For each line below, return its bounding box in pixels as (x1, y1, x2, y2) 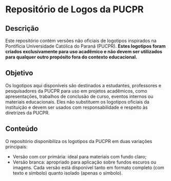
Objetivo (5, 69, 33, 77)
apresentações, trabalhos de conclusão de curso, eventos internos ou (5, 93, 154, 99)
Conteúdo (5, 125, 38, 133)
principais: (5, 144, 28, 150)
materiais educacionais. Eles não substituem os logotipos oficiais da (5, 98, 150, 105)
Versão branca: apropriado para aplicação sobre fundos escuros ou (12, 159, 157, 165)
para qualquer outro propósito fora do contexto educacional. (5, 54, 138, 60)
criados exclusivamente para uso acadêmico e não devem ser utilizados (5, 49, 163, 54)
